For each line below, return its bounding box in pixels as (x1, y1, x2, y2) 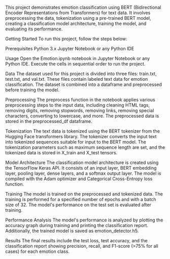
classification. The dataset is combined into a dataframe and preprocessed (5, 81, 162, 87)
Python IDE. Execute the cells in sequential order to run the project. (5, 61, 146, 67)
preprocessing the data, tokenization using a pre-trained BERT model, (5, 15, 151, 21)
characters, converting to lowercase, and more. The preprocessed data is (5, 113, 159, 119)
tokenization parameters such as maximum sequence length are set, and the (5, 144, 165, 150)
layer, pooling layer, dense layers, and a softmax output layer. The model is (5, 170, 161, 176)
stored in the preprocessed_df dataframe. (5, 118, 92, 124)
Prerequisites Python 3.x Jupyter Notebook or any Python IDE (5, 46, 134, 51)
